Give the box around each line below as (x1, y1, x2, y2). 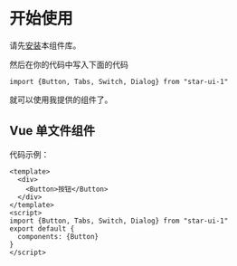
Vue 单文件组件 (9, 123, 96, 138)
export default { (9, 223, 75, 233)
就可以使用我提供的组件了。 (9, 94, 113, 105)
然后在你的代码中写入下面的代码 (9, 59, 128, 70)
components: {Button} (17, 232, 100, 241)
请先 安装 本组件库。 (9, 40, 81, 51)
